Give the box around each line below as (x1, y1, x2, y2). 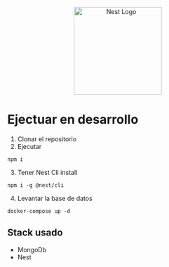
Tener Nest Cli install (17, 168, 78, 176)
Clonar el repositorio (17, 134, 77, 143)
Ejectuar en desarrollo (7, 112, 139, 128)
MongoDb (17, 245, 47, 254)
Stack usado (7, 227, 63, 239)
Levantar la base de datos (17, 194, 93, 202)
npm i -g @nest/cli (7, 181, 65, 189)
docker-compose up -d (7, 207, 71, 214)
